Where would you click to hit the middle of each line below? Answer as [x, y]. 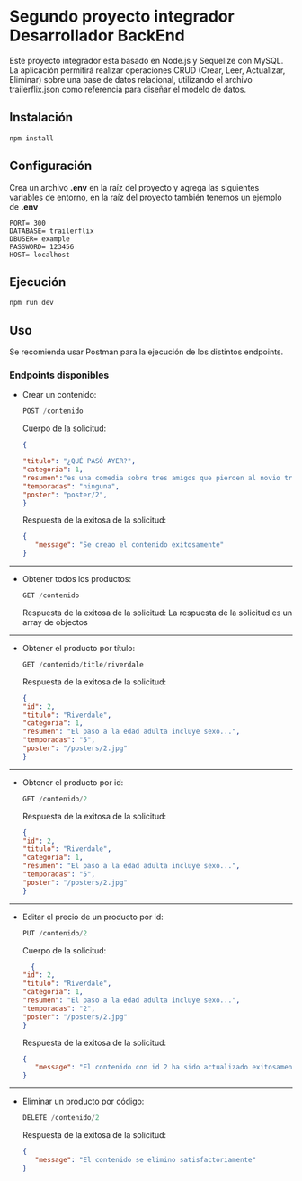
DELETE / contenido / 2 [61, 1118]
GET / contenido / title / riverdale [83, 664]
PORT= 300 [28, 223]
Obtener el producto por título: [79, 648]
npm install [31, 138]
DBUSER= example [40, 239]
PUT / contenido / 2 [55, 933]
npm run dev [31, 303]
